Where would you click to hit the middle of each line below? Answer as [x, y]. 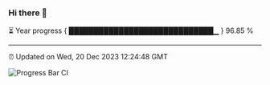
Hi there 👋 [28, 13]
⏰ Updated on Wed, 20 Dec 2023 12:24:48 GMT [88, 57]
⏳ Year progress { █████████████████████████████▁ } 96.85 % [131, 30]
